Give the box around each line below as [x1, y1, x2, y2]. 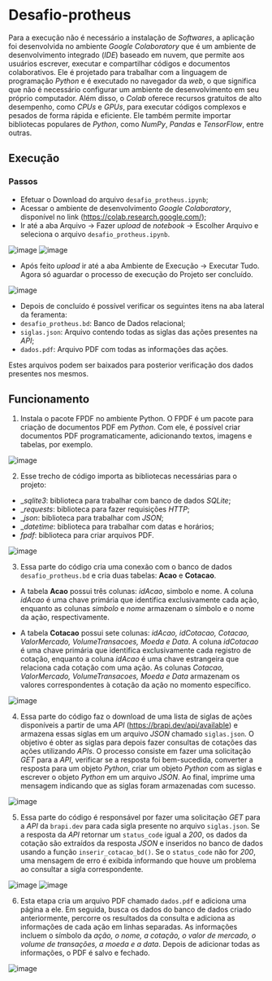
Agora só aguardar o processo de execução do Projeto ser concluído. [19, 269, 253, 279]
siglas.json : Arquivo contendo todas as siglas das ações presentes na [19, 327, 258, 337]
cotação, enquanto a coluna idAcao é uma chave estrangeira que [19, 654, 240, 664]
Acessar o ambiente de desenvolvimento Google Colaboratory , [19, 203, 231, 213]
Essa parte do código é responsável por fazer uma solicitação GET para [19, 812, 261, 822]
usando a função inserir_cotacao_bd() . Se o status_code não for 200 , [19, 847, 256, 857]
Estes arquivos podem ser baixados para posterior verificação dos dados [8, 360, 254, 370]
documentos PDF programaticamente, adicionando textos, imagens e [19, 431, 253, 441]
